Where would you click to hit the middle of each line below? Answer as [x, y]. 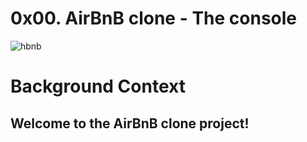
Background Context [98, 86]
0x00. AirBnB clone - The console [154, 18]
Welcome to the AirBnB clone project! [130, 123]
